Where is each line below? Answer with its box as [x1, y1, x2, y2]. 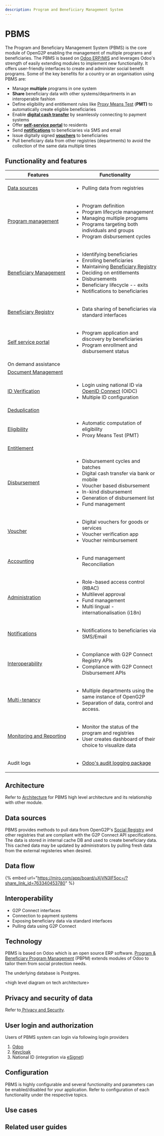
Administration [7, 594, 41, 601]
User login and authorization [5, 1021, 94, 1029]
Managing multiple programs [82, 215, 148, 221]
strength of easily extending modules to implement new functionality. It [5, 60, 148, 66]
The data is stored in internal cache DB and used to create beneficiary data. [5, 838, 158, 843]
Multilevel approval [82, 591, 125, 598]
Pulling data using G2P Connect [12, 923, 77, 929]
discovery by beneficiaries [82, 336, 143, 343]
